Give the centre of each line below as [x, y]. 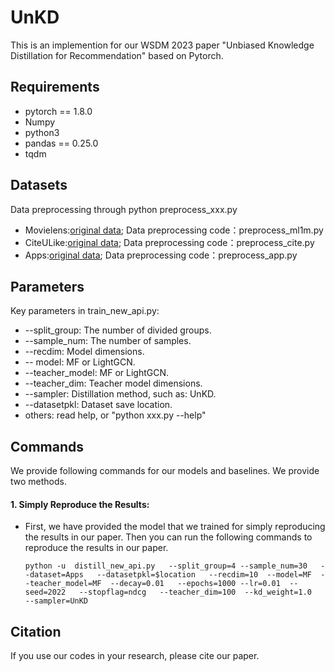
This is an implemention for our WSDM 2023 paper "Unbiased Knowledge [162, 45]
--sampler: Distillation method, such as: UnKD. [120, 394]
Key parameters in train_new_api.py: [85, 311]
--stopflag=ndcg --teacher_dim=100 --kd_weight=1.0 [195, 592]
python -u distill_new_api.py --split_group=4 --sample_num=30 [166, 566]
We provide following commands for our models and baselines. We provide [165, 471]
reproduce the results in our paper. [96, 548]
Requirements [55, 87]
